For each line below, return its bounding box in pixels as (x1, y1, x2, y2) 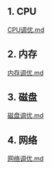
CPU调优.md (7, 25, 45, 34)
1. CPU (7, 6, 37, 18)
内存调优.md (7, 68, 44, 77)
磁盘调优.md (7, 111, 44, 120)
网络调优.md (7, 154, 44, 163)
